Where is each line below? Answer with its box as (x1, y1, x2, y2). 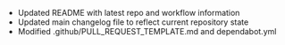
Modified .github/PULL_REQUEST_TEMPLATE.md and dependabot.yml (17, 26, 277, 36)
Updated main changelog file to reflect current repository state (17, 17, 249, 27)
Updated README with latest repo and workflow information (17, 8, 240, 18)
